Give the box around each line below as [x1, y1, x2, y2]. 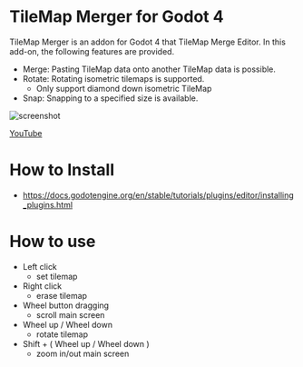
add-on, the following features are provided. [9, 45, 175, 56]
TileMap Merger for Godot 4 [9, 6, 224, 27]
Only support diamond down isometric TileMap [35, 83, 212, 94]
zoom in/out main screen [35, 348, 130, 359]
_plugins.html [22, 199, 73, 210]
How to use [9, 232, 96, 252]
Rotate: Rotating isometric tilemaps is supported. [22, 73, 205, 84]
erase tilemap [35, 290, 88, 301]
